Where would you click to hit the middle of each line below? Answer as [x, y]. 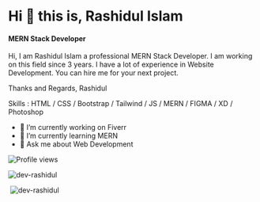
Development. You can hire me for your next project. [94, 73]
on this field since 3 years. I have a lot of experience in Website [111, 65]
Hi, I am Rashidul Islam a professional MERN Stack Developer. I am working [130, 56]
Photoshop [26, 112]
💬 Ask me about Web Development [76, 144]
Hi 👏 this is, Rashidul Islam [96, 16]
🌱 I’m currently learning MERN [69, 136]
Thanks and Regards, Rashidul [58, 88]
